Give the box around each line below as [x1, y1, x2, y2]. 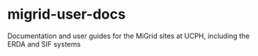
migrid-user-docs [7, 5, 126, 23]
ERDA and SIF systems [7, 39, 82, 48]
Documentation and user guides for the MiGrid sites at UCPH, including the [7, 31, 250, 40]
